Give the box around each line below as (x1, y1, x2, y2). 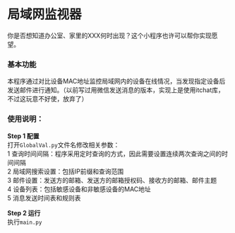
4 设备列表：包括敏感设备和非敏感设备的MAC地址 (7, 185, 152, 193)
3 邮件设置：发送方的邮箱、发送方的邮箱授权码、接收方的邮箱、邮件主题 (7, 176, 217, 184)
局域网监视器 (7, 6, 83, 23)
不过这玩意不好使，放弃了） (7, 95, 88, 103)
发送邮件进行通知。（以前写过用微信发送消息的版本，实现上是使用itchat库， (7, 86, 224, 94)
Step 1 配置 (7, 132, 40, 140)
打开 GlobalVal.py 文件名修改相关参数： (7, 140, 120, 149)
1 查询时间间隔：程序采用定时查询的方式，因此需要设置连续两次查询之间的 (7, 149, 222, 158)
